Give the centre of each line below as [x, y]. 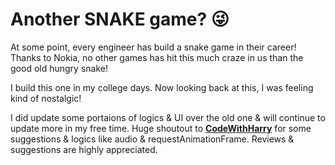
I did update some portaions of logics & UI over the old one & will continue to [168, 117]
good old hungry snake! [59, 68]
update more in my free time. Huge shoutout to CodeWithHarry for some [161, 128]
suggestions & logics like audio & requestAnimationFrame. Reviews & [152, 139]
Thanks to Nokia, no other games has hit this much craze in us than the [157, 57]
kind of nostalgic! [46, 98]
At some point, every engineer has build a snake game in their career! [153, 47]
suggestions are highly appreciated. [84, 149]
